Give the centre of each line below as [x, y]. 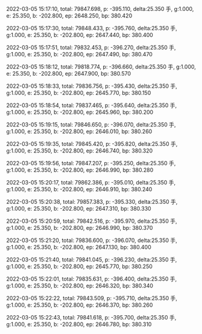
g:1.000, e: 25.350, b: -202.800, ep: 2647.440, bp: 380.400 [80, 35]
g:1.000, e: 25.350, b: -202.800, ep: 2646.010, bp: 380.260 [79, 131]
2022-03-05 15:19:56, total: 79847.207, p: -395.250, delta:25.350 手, [91, 163]
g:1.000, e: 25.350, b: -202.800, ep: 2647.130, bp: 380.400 [79, 247]
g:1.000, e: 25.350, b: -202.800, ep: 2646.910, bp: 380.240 [79, 189]
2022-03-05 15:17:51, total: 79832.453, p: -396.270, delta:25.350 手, [91, 47]
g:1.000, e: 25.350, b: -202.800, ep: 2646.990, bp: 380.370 [80, 228]
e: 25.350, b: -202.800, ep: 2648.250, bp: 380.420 [69, 16]
